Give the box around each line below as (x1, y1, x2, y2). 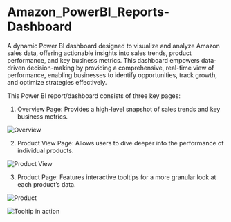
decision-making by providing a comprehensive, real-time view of (26, 63, 214, 72)
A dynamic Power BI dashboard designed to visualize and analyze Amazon (7, 41, 220, 50)
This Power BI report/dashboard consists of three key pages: (7, 91, 181, 100)
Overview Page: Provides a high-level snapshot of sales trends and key (17, 105, 221, 113)
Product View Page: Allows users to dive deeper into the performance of (17, 139, 224, 147)
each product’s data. (17, 180, 76, 188)
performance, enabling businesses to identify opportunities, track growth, (7, 70, 218, 79)
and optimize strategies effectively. (7, 78, 107, 86)
